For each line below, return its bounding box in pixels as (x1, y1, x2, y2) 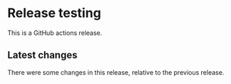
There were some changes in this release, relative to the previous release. (7, 68, 225, 76)
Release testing (7, 5, 101, 21)
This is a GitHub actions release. (7, 28, 103, 37)
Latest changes (7, 49, 78, 61)
